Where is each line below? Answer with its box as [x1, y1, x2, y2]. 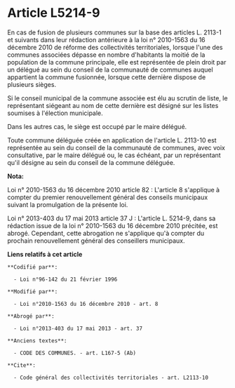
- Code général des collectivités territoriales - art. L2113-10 [13, 374, 209, 381]
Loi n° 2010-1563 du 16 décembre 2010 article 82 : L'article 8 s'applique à [7, 185, 220, 194]
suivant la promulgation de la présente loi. [7, 200, 128, 208]
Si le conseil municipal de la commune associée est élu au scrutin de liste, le [7, 93, 228, 102]
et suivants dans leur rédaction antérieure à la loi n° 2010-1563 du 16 [7, 35, 206, 44]
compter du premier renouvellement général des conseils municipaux [7, 193, 208, 201]
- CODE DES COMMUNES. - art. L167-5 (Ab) [13, 349, 137, 356]
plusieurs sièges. [7, 80, 57, 88]
